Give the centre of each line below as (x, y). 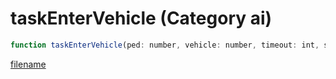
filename (28, 64)
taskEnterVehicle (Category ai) (141, 18)
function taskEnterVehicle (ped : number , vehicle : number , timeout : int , (165, 45)
